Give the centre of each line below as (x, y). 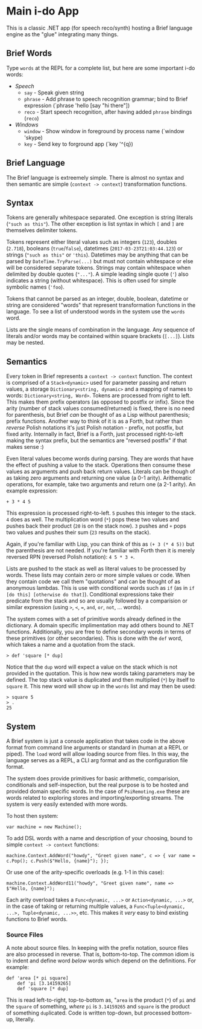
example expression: (32, 491)
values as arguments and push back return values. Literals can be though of (101, 472)
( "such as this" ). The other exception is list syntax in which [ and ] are (95, 224)
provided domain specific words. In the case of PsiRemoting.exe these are (98, 791)
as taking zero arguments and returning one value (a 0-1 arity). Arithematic (99, 478)
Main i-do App (43, 11)
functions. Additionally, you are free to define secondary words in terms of (99, 632)
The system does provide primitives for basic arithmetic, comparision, (93, 778)
